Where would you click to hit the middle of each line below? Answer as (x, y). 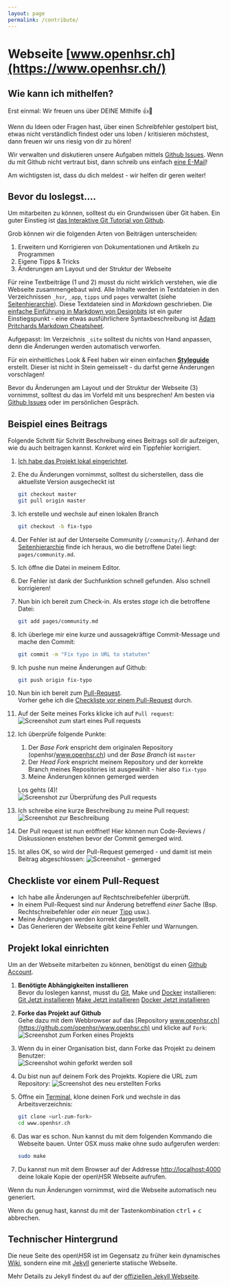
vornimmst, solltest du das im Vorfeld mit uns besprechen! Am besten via (111, 395)
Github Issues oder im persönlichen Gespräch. (73, 402)
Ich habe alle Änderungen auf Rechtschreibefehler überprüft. (104, 898)
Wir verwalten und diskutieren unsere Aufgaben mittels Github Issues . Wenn (116, 155)
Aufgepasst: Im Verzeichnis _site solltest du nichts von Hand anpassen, (110, 339)
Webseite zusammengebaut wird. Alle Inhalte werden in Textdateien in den (113, 290)
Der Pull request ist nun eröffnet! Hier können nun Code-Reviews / (111, 831)
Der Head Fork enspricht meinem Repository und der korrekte (115, 762)
